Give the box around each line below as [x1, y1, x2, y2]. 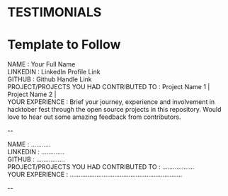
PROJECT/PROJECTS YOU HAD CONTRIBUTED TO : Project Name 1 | [7, 83, 210, 91]
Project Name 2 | [7, 90, 57, 99]
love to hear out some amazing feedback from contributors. [7, 113, 181, 121]
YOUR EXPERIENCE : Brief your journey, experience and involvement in [7, 98, 215, 106]
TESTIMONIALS [7, 4, 102, 21]
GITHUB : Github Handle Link [7, 75, 92, 83]
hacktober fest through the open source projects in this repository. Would [7, 105, 222, 114]
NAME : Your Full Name [7, 60, 76, 69]
